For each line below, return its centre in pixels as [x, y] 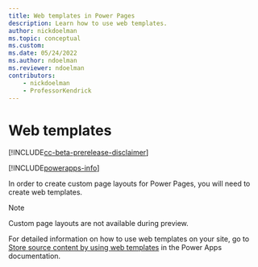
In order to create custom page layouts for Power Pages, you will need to [129, 184]
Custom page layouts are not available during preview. [99, 224]
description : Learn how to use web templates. [88, 23]
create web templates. [46, 192]
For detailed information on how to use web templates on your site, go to [129, 239]
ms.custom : [27, 46]
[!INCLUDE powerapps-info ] [54, 168]
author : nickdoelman [43, 31]
